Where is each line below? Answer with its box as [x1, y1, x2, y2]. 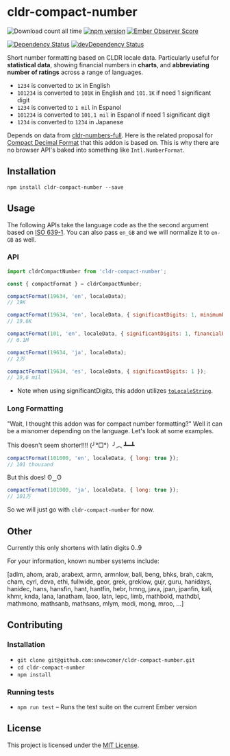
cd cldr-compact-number [16, 664, 86, 671]
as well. [14, 235, 36, 244]
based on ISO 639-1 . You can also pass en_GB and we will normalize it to [7, 228, 210, 236]
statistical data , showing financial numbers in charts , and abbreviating [7, 60, 210, 69]
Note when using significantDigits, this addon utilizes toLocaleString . [16, 387, 214, 395]
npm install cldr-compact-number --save [7, 183, 125, 191]
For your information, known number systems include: [7, 557, 159, 565]
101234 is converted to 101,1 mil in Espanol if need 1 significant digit [16, 111, 210, 119]
